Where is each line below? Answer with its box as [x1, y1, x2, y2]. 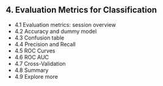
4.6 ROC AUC [14, 53, 49, 60]
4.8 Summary [14, 66, 49, 74]
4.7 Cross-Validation [14, 60, 66, 67]
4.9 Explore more [14, 73, 59, 80]
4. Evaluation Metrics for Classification [5, 5, 157, 15]
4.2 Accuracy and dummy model [14, 27, 97, 35]
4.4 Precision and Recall [14, 40, 76, 48]
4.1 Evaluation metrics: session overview [14, 21, 117, 28]
